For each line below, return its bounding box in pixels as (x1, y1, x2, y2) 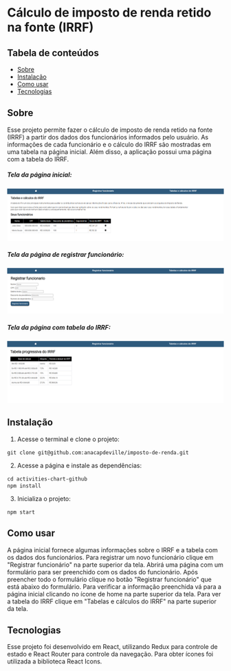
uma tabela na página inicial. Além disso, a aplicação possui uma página (7, 147, 212, 156)
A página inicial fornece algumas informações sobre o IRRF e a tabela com (7, 545, 218, 554)
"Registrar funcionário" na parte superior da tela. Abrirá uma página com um (7, 561, 223, 569)
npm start (7, 509, 36, 516)
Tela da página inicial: (7, 171, 72, 179)
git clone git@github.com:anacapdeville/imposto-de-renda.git (7, 449, 189, 456)
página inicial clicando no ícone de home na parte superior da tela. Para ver (7, 590, 221, 598)
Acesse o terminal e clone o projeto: (16, 435, 120, 443)
